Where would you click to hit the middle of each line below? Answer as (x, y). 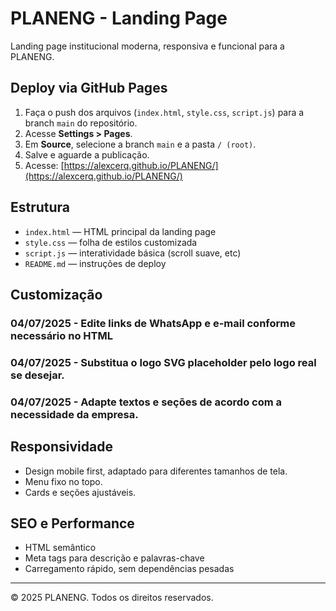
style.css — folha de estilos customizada (111, 242)
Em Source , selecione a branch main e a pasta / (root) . (140, 144)
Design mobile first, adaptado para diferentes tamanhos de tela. (156, 471)
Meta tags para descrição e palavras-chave (114, 558)
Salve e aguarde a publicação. (87, 154)
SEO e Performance (72, 523)
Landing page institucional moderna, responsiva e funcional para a (147, 46)
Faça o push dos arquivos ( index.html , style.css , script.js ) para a (164, 112)
